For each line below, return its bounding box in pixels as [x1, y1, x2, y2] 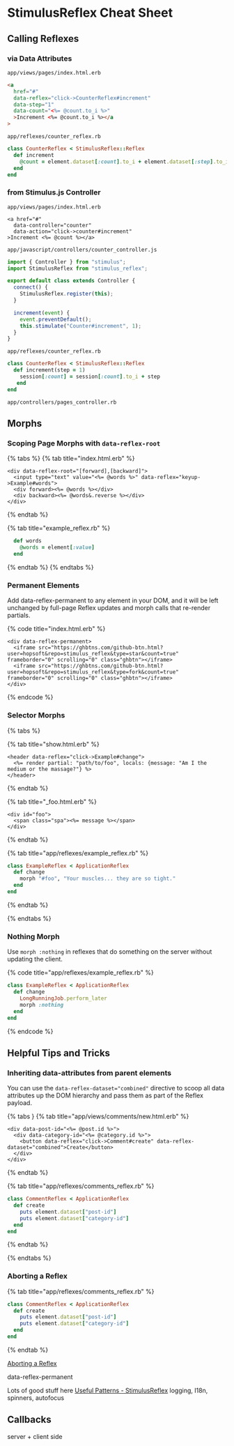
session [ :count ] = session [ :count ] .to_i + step [19, 373, 160, 381]
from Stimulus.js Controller [7, 188, 101, 197]
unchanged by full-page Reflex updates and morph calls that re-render [7, 604, 211, 612]
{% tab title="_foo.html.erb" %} [7, 797, 97, 806]
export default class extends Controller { [7, 277, 136, 284]
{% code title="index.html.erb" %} [7, 625, 106, 633]
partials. [7, 611, 31, 620]
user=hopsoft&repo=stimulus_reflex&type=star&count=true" [7, 650, 179, 657]
